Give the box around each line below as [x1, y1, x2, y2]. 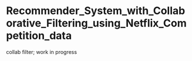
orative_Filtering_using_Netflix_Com [6, 16, 187, 30]
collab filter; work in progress [6, 48, 78, 55]
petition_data [6, 29, 72, 42]
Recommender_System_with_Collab [6, 4, 186, 18]
